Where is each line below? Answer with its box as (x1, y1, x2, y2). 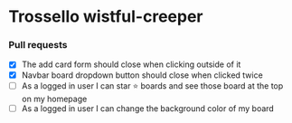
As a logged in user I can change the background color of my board (21, 102, 275, 114)
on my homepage (21, 93, 88, 104)
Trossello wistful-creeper (8, 6, 203, 27)
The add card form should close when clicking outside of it (21, 59, 241, 70)
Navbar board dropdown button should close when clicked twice (21, 70, 263, 80)
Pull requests (8, 39, 68, 52)
